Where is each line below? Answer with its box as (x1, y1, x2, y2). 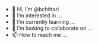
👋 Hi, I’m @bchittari (11, 6, 59, 12)
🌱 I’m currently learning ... (11, 18, 75, 25)
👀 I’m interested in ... (11, 12, 62, 19)
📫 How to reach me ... (11, 32, 67, 38)
